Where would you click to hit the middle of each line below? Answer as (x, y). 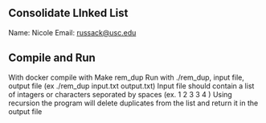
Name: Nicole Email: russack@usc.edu (72, 32)
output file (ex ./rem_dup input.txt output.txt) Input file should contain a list (131, 86)
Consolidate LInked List (68, 13)
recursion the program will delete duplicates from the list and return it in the (133, 103)
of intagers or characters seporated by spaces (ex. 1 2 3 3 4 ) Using (121, 94)
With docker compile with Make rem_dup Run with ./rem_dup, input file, (127, 77)
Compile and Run (52, 58)
